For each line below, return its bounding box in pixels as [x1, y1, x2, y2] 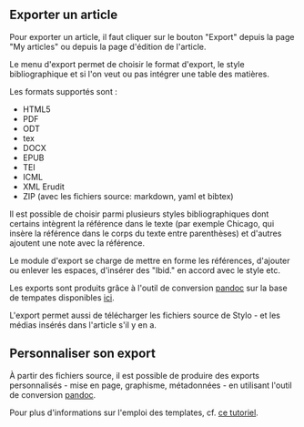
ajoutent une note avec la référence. [9, 237, 146, 249]
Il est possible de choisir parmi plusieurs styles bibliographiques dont [9, 208, 269, 219]
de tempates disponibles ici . [9, 291, 116, 303]
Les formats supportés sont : [9, 86, 118, 97]
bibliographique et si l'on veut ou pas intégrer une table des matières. [9, 68, 270, 79]
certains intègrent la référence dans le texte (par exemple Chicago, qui [9, 218, 275, 229]
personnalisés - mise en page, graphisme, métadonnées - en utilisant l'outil [9, 380, 293, 391]
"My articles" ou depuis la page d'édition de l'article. [9, 41, 207, 52]
